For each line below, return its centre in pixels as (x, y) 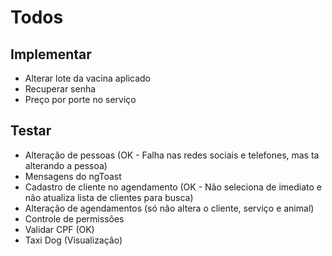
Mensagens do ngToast (73, 176)
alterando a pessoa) (66, 165)
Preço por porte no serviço (80, 99)
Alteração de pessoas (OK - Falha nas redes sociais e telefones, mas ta (172, 155)
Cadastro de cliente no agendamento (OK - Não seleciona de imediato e (173, 187)
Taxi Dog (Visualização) (73, 240)
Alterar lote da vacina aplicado (87, 78)
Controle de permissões (74, 218)
